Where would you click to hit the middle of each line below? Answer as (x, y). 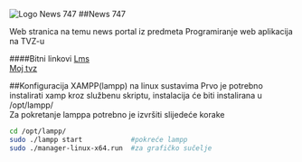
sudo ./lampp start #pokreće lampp (99, 139)
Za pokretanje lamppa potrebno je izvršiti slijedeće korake (117, 114)
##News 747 (102, 14)
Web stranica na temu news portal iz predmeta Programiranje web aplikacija (151, 31)
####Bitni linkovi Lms (50, 58)
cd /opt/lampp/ (38, 131)
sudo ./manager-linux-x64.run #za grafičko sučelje (111, 148)
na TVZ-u (27, 41)
